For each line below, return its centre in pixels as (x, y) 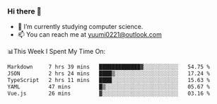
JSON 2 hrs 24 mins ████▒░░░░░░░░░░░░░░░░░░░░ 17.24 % (109, 74)
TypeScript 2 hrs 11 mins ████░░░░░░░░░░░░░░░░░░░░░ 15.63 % (109, 81)
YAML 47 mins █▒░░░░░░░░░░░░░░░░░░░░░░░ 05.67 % (109, 87)
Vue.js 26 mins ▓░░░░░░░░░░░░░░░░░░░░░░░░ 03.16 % (109, 93)
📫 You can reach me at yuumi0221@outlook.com (90, 35)
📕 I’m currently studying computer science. (80, 27)
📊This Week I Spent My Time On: (57, 52)
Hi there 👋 (25, 11)
